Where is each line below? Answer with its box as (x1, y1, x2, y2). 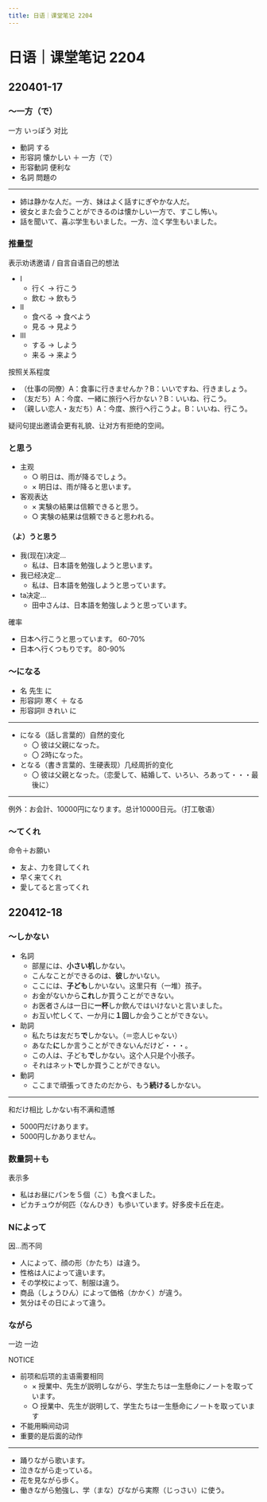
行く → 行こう (31, 283, 78, 293)
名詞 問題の (19, 172, 57, 181)
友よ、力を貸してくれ (19, 862, 90, 872)
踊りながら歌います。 (19, 1456, 90, 1465)
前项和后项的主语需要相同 (19, 1371, 104, 1381)
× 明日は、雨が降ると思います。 (31, 482, 136, 492)
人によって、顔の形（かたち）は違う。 (19, 1258, 145, 1268)
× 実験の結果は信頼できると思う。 (31, 502, 143, 512)
